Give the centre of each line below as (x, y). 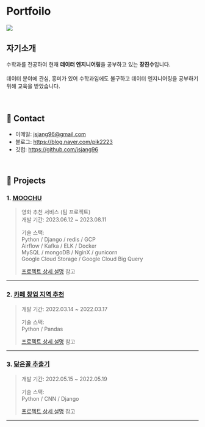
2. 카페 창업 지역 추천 (35, 295)
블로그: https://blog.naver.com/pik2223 (64, 142)
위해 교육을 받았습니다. (33, 86)
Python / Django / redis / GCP (58, 240)
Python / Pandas (42, 329)
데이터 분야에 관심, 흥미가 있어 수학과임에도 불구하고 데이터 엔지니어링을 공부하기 (103, 78)
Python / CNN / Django (50, 398)
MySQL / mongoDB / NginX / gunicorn (69, 253)
